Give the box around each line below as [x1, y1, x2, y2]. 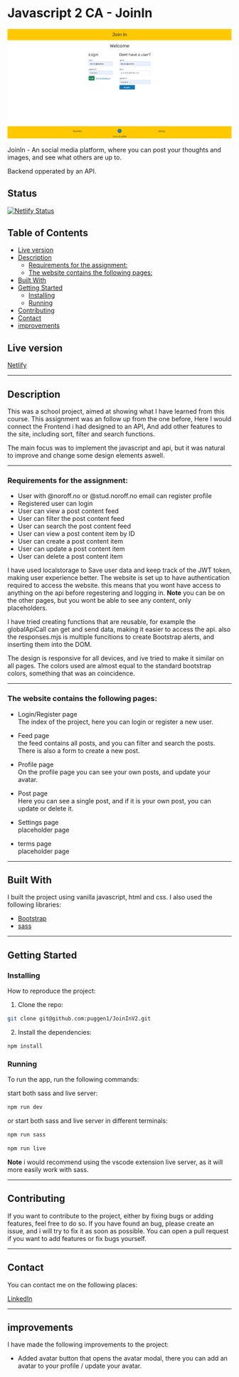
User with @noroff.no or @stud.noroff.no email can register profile [17, 492, 212, 500]
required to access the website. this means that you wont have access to [7, 581, 221, 590]
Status [7, 187, 38, 200]
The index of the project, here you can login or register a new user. [17, 717, 214, 726]
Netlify [7, 361, 27, 369]
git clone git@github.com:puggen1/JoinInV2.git [7, 1015, 152, 1023]
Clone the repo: [17, 1001, 64, 1009]
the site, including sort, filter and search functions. [7, 430, 155, 438]
